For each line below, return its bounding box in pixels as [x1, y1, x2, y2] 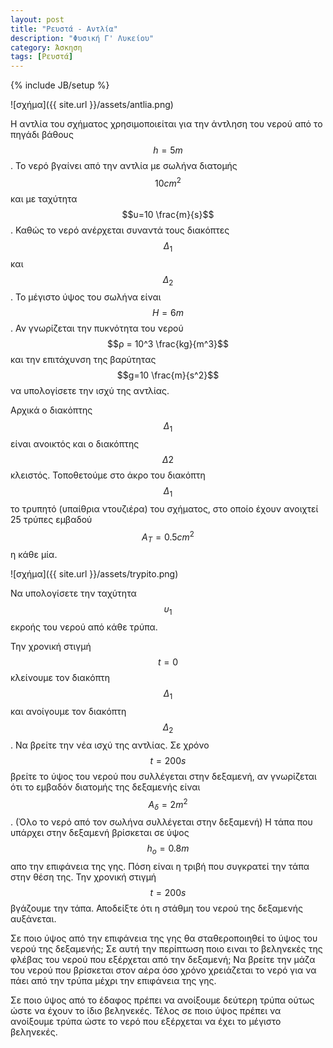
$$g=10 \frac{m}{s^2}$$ [116, 369, 220, 381]
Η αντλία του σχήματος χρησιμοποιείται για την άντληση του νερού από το [10, 118, 323, 130]
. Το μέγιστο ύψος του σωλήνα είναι [10, 291, 162, 303]
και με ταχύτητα [10, 192, 78, 205]
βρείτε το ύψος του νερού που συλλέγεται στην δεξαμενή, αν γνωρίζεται [10, 770, 317, 782]
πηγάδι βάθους [10, 129, 74, 141]
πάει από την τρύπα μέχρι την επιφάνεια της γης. [10, 975, 217, 987]
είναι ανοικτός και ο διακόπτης [10, 438, 140, 450]
